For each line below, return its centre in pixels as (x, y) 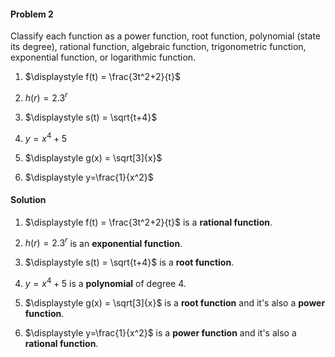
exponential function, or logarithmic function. (103, 57)
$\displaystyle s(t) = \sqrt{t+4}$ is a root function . (129, 262)
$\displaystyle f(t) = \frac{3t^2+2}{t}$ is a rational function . (148, 222)
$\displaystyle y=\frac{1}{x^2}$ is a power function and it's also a (160, 333)
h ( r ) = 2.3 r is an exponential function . (103, 242)
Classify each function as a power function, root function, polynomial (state (166, 36)
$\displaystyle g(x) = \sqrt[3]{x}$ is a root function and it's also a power (175, 303)
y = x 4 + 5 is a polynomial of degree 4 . (105, 283)
